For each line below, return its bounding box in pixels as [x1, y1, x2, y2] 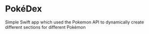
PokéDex [5, 3, 42, 14]
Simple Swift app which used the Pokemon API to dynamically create [5, 19, 144, 25]
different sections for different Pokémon [5, 24, 86, 30]
